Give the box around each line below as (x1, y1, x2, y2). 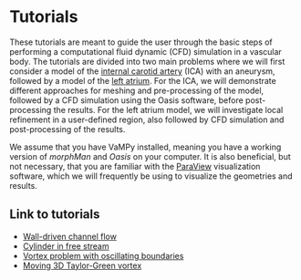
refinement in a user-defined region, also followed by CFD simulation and (9, 114, 285, 125)
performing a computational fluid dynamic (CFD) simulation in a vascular (9, 46, 283, 57)
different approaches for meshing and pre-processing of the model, (9, 85, 265, 96)
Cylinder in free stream (22, 240, 109, 252)
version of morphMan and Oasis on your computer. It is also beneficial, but (9, 150, 291, 161)
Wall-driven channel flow (22, 231, 117, 242)
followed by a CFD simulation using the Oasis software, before (9, 94, 244, 106)
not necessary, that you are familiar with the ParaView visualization (9, 161, 261, 171)
